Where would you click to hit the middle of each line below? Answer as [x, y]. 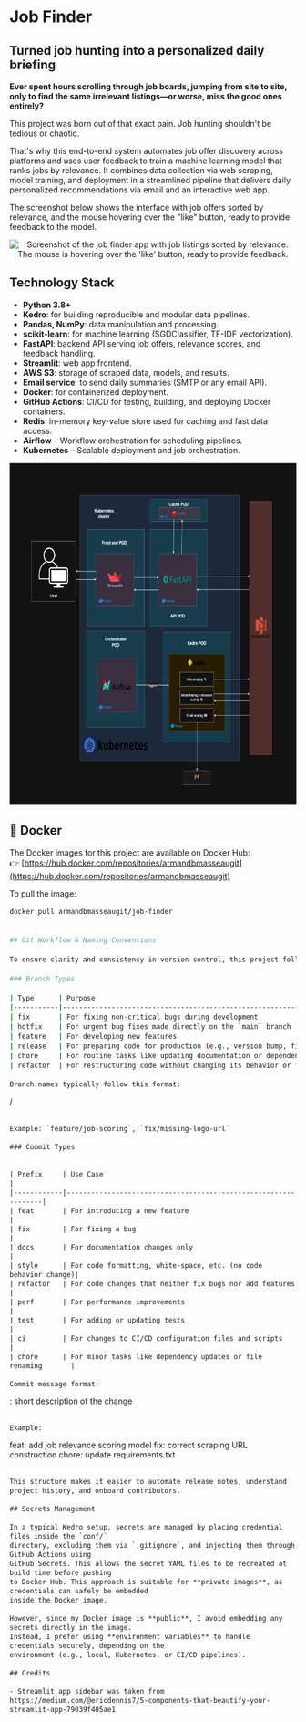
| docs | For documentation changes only [102, 1248]
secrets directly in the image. [71, 1628]
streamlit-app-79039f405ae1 [63, 1710]
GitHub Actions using [51, 1555]
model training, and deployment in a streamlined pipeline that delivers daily [150, 180]
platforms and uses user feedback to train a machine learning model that [146, 161]
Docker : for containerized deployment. [95, 392]
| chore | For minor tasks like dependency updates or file [136, 1357]
